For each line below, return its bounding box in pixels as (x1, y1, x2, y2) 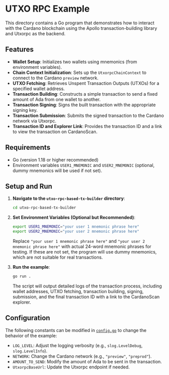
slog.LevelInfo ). (12, 348, 48, 354)
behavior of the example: (5, 332, 57, 339)
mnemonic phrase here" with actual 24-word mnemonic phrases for (12, 243, 151, 249)
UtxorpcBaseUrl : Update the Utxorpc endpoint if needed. (12, 364, 130, 370)
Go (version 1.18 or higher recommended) (12, 156, 99, 162)
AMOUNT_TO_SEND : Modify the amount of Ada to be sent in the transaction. (12, 358, 162, 364)
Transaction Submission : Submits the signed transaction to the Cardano (12, 112, 164, 118)
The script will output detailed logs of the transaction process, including (12, 283, 162, 289)
